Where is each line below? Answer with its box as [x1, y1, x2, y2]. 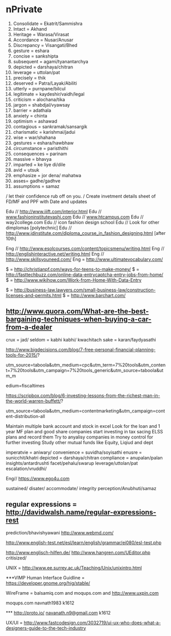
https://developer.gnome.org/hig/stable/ [6, 580, 90, 586]
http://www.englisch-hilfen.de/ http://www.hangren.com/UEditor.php [6, 549, 151, 555]
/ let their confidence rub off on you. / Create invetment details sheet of [6, 193, 156, 199]
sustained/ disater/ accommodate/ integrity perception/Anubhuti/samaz [6, 485, 157, 491]
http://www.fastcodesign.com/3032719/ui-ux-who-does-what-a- [23, 619, 161, 626]
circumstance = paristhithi [13, 145, 68, 151]
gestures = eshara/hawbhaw [13, 139, 74, 146]
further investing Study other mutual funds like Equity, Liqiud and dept [6, 439, 154, 445]
